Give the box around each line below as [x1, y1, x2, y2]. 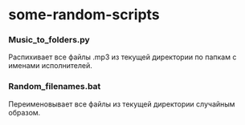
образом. [8, 107, 41, 117]
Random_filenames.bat [8, 81, 101, 92]
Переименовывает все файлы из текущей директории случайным [8, 99, 235, 109]
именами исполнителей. [8, 61, 92, 71]
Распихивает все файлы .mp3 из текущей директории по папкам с [8, 52, 237, 62]
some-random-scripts [8, 6, 161, 24]
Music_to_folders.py [8, 34, 90, 46]
